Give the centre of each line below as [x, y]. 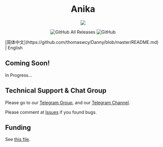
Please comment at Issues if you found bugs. [51, 112]
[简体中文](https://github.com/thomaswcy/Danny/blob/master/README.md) [82, 42]
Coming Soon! [28, 63]
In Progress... [19, 75]
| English [14, 47]
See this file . [18, 140]
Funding [18, 128]
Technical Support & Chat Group [56, 91]
